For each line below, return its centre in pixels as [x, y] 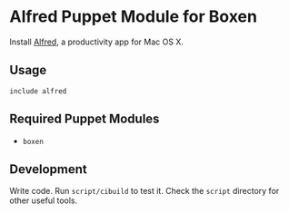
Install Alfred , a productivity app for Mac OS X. [97, 42]
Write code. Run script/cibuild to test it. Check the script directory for [144, 191]
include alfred [38, 91]
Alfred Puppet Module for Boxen [133, 17]
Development [49, 169]
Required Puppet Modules [85, 119]
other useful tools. [44, 200]
